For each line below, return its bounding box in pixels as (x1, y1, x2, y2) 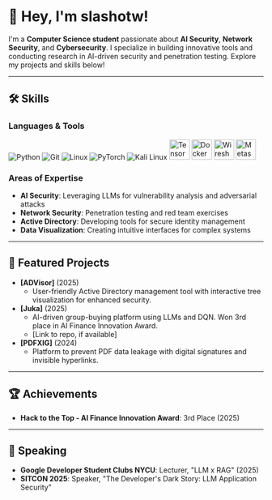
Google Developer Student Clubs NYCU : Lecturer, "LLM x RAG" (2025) (19, 465, 259, 475)
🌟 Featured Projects (8, 256, 110, 270)
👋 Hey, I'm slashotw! (8, 7, 149, 26)
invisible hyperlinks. (32, 355, 99, 365)
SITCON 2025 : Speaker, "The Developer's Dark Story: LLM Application (19, 474, 257, 484)
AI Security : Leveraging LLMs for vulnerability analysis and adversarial (19, 190, 257, 200)
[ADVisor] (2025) (19, 277, 79, 287)
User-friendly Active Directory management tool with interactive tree (32, 286, 261, 296)
